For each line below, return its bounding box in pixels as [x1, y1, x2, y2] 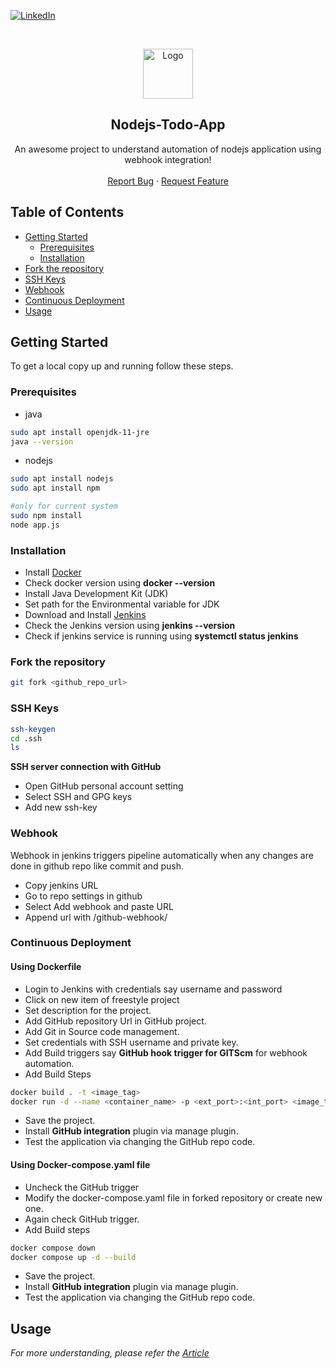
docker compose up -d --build [10, 1252, 137, 1262]
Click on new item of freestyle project [24, 993, 180, 1005]
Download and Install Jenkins [24, 609, 147, 621]
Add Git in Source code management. [24, 1025, 180, 1037]
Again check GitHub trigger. [24, 1213, 140, 1225]
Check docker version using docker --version [24, 577, 216, 589]
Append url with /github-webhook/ [24, 911, 168, 923]
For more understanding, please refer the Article [10, 1347, 210, 1359]
